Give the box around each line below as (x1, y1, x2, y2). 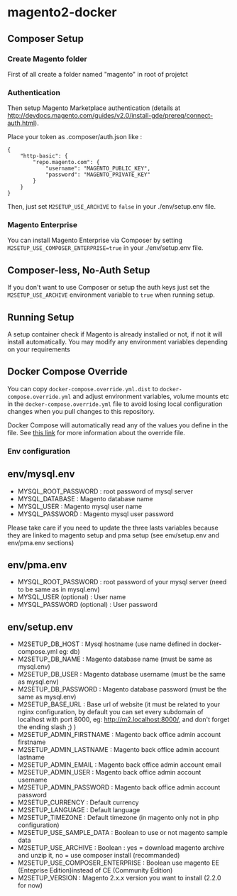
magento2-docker (7, 4, 117, 21)
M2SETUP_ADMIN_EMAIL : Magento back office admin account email (17, 760, 221, 769)
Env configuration (7, 446, 71, 456)
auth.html (7, 119, 35, 128)
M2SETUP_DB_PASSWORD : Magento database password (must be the (17, 685, 227, 694)
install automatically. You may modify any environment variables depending (7, 338, 228, 346)
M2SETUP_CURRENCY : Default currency (17, 798, 140, 807)
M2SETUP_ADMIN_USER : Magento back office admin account (17, 768, 202, 777)
